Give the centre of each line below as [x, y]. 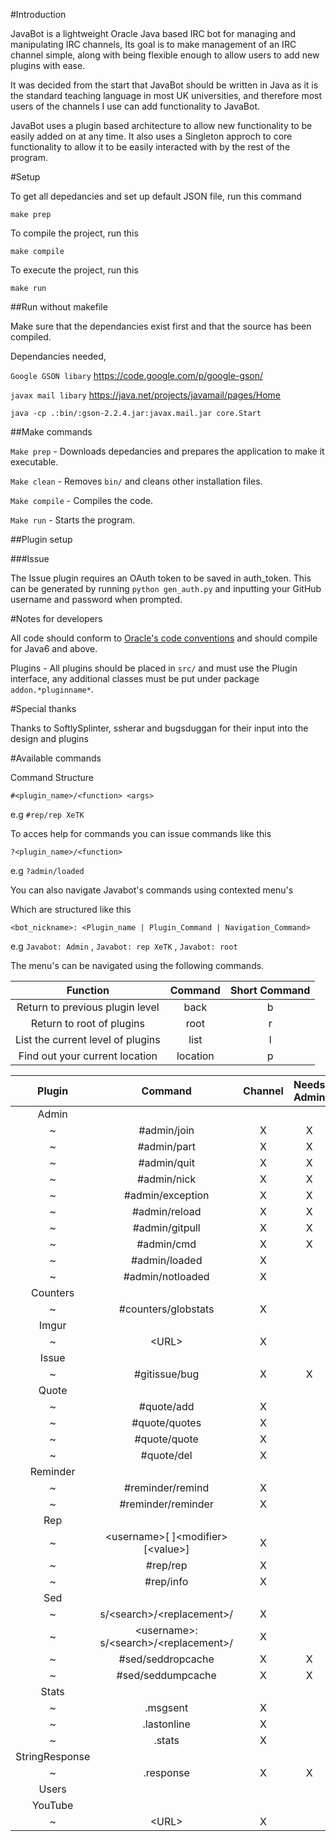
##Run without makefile [59, 307]
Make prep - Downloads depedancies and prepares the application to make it [167, 451]
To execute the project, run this [74, 270]
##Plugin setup [41, 539]
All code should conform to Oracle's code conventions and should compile [164, 638]
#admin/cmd [166, 1244]
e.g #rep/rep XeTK [47, 814]
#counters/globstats [166, 1309]
